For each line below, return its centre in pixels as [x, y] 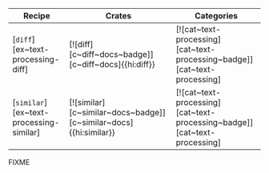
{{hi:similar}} [92, 133]
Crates [118, 16]
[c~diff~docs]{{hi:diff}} [112, 64]
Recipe [36, 16]
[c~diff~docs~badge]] [111, 54]
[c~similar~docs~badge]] [118, 113]
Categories [217, 16]
